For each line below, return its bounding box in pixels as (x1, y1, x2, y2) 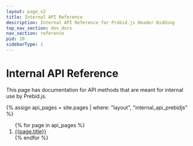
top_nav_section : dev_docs (6, 25, 72, 31)
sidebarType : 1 (6, 42, 44, 48)
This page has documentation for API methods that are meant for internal (6, 86, 184, 93)
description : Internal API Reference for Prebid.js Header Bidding (6, 19, 175, 25)
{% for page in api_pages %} (14, 121, 85, 128)
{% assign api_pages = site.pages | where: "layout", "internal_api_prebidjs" (6, 104, 188, 111)
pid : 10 (6, 36, 25, 42)
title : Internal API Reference (6, 14, 83, 20)
